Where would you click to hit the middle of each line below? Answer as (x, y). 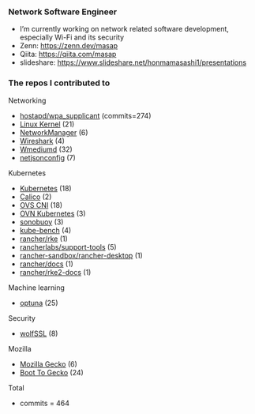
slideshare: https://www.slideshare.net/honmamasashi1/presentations (133, 62)
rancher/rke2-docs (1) (55, 272)
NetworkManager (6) (54, 132)
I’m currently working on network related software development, (124, 29)
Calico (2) (36, 197)
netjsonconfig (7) (48, 157)
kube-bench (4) (45, 230)
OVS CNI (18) (41, 205)
